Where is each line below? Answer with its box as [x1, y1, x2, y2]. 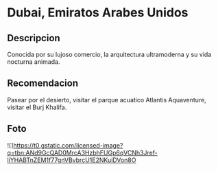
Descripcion [7, 32, 60, 44]
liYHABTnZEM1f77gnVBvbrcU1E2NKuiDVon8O [7, 156, 136, 164]
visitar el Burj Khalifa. [7, 103, 67, 111]
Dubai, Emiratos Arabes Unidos [7, 5, 189, 21]
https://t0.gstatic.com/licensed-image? [13, 141, 123, 149]
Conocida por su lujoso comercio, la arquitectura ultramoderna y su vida [7, 50, 212, 58]
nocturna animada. [7, 58, 60, 66]
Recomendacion [7, 78, 79, 89]
